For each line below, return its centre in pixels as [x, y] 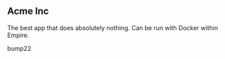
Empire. [18, 35]
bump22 [19, 48]
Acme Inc [28, 11]
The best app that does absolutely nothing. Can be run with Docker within [113, 27]
